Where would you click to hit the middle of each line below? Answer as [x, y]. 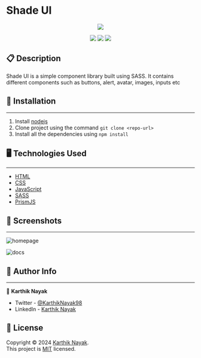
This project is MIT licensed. [41, 348]
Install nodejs [31, 121]
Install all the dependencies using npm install [71, 134]
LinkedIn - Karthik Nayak [45, 309]
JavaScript [28, 189]
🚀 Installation [31, 101]
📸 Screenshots [34, 221]
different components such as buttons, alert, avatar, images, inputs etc [93, 82]
